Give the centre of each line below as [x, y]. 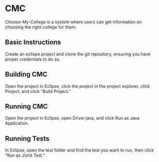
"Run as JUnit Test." [25, 155]
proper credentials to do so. [33, 59]
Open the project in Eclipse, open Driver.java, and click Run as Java [72, 118]
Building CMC [26, 74]
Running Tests [27, 138]
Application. [17, 123]
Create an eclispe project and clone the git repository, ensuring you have [78, 54]
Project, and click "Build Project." [38, 91]
